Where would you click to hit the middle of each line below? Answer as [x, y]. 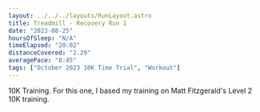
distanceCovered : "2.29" [50, 53]
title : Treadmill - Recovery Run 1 [68, 23]
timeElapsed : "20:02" [44, 46]
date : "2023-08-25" [41, 30]
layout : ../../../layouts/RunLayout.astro [80, 16]
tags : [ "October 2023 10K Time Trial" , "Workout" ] [94, 68]
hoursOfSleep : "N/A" [43, 38]
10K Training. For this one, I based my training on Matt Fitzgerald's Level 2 [130, 90]
